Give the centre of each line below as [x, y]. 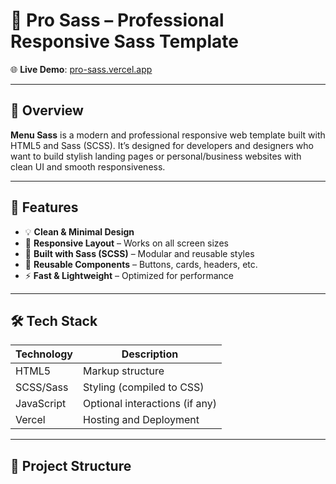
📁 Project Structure [71, 465]
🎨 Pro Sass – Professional [117, 20]
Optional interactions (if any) [150, 404]
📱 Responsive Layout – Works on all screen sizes [126, 243]
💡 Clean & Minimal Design [79, 231]
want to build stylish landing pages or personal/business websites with [156, 156]
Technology [44, 354]
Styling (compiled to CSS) [144, 387]
